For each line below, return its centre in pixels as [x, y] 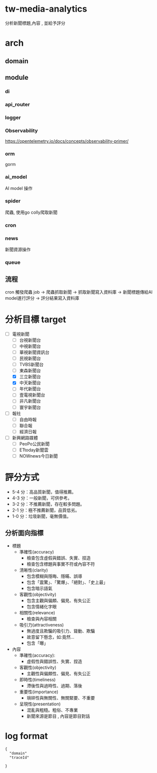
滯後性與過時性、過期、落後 [54, 685]
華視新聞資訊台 [34, 352]
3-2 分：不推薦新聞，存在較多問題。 [48, 504]
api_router [17, 104]
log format [26, 736]
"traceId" [19, 757]
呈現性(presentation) [40, 704]
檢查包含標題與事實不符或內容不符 [61, 564]
